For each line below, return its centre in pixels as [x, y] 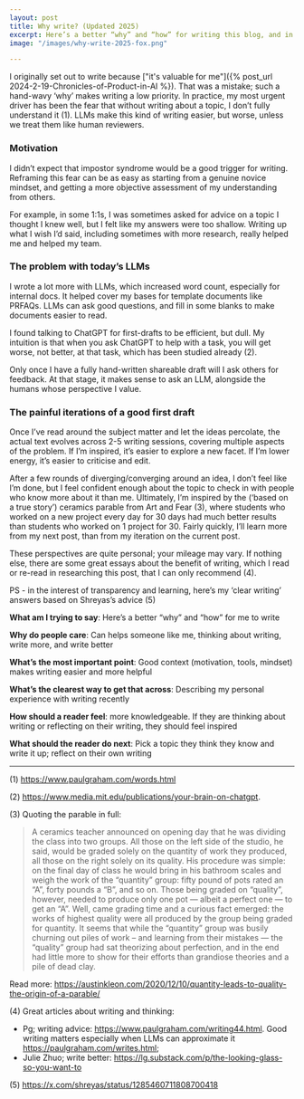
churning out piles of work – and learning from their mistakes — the [157, 938]
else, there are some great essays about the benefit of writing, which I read [149, 563]
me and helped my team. [56, 243]
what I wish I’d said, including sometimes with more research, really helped [149, 234]
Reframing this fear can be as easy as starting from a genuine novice [138, 177]
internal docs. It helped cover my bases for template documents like [136, 296]
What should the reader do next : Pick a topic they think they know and [142, 744]
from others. [33, 196]
